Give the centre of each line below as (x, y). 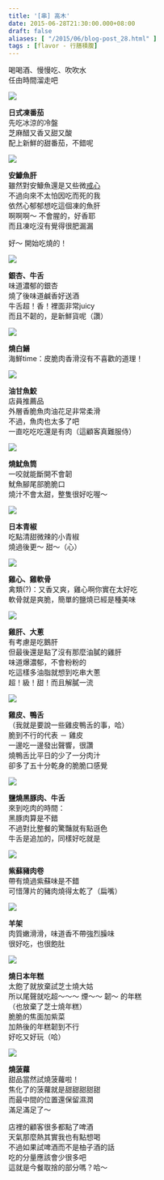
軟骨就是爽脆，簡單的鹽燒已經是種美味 (72, 599)
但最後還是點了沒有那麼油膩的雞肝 (65, 652)
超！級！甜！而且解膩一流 (51, 683)
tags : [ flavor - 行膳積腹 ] (53, 46)
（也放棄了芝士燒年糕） (47, 1007)
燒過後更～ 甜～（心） (45, 547)
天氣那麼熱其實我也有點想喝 (55, 1137)
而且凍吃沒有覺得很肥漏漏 (51, 226)
